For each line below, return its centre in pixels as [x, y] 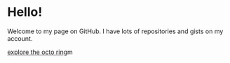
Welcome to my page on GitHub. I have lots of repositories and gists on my [115, 31]
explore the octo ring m [40, 52]
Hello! [25, 12]
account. [20, 38]
